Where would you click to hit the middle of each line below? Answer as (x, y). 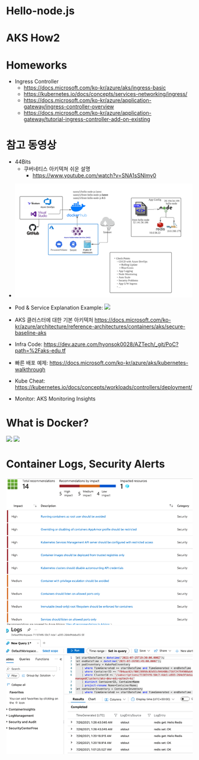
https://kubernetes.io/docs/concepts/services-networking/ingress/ (105, 94)
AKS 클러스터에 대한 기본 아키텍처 (54, 320)
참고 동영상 (31, 145)
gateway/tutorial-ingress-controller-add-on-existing (87, 119)
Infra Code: (28, 344)
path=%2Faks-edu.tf (40, 351)
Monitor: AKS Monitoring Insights (55, 399)
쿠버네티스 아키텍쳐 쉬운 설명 (57, 169)
